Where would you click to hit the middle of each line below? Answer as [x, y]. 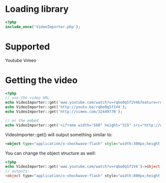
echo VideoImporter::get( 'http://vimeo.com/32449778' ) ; [64, 112]
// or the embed [22, 120]
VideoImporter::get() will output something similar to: [59, 135]
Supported [28, 47]
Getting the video [41, 80]
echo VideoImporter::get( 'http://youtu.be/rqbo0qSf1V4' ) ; [66, 107]
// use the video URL [27, 98]
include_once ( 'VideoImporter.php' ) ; [43, 27]
